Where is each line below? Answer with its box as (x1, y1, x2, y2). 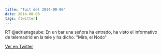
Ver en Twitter (5, 44, 33, 50)
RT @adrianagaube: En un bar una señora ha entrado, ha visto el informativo (5, 29, 158, 35)
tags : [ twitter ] (5, 16, 38, 21)
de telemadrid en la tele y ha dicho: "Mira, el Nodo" (5, 34, 107, 40)
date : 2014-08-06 (5, 12, 40, 16)
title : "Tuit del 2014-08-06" (5, 7, 66, 12)
